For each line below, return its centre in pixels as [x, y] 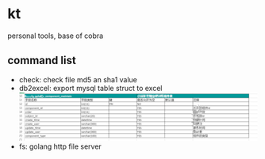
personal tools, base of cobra [56, 36]
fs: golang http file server [60, 146]
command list [42, 61]
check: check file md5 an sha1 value [78, 79]
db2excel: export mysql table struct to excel [90, 88]
